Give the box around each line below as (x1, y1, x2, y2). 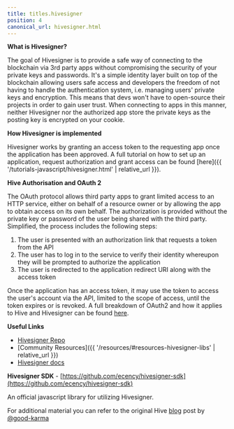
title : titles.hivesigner (7, 10, 82, 18)
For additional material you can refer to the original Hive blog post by (7, 407, 205, 415)
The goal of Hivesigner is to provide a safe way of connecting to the (7, 56, 203, 64)
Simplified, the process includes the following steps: (7, 222, 158, 231)
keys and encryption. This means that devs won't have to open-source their (7, 93, 226, 102)
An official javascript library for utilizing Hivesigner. (7, 393, 154, 402)
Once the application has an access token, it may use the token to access (7, 287, 219, 295)
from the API (17, 243, 54, 252)
